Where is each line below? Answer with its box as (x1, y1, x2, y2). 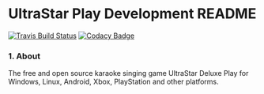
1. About (8, 51, 41, 62)
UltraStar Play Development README (8, 5, 257, 23)
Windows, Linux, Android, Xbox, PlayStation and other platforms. (8, 77, 219, 87)
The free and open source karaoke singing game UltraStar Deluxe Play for (8, 69, 249, 78)
